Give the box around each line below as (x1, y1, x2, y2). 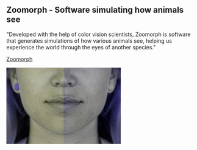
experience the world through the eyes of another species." (6, 43, 156, 51)
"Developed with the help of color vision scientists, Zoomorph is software (6, 30, 191, 38)
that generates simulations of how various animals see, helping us (6, 37, 173, 45)
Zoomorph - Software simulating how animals (6, 5, 184, 15)
